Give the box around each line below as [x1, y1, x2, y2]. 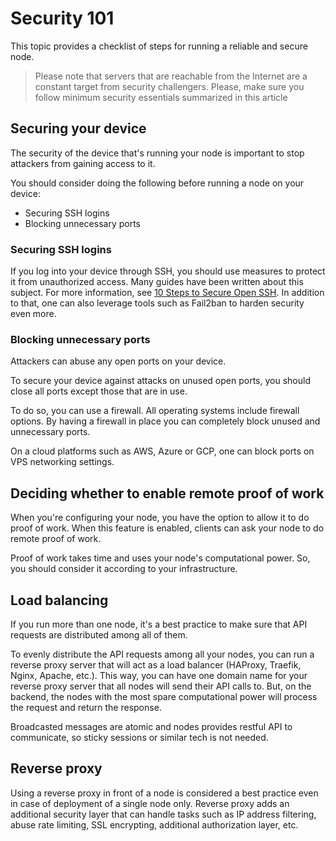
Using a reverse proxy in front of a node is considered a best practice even [10, 787, 319, 799]
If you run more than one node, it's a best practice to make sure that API [10, 618, 308, 630]
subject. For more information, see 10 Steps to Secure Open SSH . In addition [10, 287, 325, 299]
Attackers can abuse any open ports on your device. [10, 355, 227, 367]
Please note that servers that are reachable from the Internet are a [34, 70, 308, 82]
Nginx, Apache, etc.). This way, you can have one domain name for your [10, 669, 308, 681]
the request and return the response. [10, 701, 162, 713]
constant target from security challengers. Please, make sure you [34, 80, 305, 92]
